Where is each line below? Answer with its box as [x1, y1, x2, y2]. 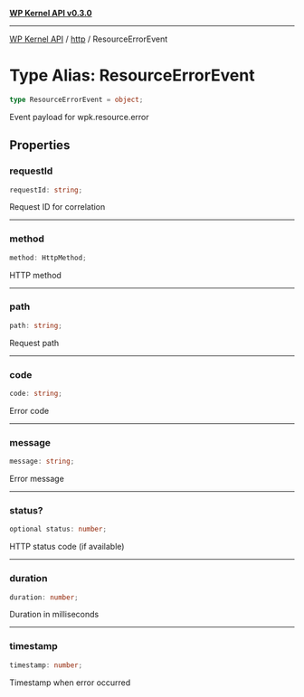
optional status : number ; [9, 524, 107, 534]
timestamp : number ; [9, 660, 83, 670]
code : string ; [9, 389, 63, 399]
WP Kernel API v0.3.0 [9, 8, 92, 18]
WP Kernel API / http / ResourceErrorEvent [9, 33, 168, 44]
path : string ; [9, 321, 63, 330]
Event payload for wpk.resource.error [9, 111, 149, 122]
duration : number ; [9, 592, 79, 602]
